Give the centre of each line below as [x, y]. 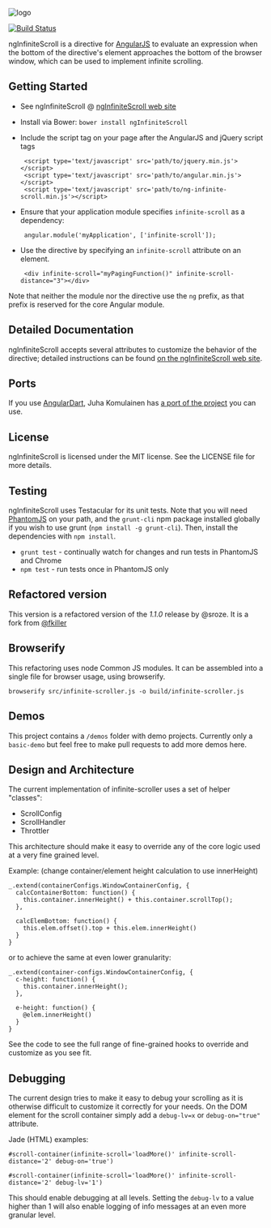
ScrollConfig [41, 814]
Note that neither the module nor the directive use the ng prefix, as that [126, 295]
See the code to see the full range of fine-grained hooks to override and [129, 1044]
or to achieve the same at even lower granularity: [90, 958]
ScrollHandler [43, 822]
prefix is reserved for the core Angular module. [87, 304]
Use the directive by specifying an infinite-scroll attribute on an [130, 250]
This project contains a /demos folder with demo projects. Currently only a [131, 736]
